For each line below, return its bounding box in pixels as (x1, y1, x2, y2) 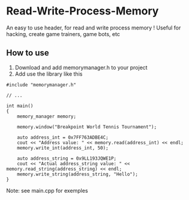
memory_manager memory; (17, 113, 77, 120)
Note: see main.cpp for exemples (6, 187, 88, 194)
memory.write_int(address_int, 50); (17, 145, 109, 151)
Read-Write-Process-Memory (6, 4, 159, 18)
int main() (6, 103, 34, 109)
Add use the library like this (14, 70, 83, 77)
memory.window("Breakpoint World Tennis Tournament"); (17, 124, 157, 130)
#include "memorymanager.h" (6, 82, 77, 88)
